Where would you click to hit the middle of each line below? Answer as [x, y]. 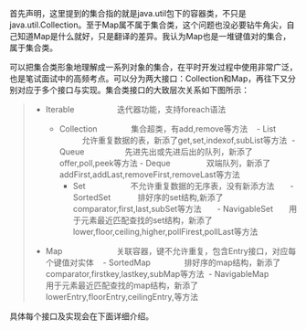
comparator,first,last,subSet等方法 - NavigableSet [173, 209]
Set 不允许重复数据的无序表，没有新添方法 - [183, 186]
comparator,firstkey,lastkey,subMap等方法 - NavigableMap [157, 274]
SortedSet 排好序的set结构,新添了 [148, 197]
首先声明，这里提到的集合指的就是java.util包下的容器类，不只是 [128, 13]
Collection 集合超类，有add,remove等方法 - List [168, 129]
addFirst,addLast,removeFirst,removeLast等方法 [149, 175]
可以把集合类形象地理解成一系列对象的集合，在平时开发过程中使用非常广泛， [153, 67]
